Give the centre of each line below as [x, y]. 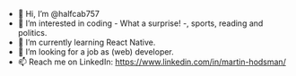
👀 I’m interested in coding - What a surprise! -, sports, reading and [140, 23]
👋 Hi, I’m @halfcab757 [59, 14]
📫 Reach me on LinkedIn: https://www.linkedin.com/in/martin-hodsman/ [152, 62]
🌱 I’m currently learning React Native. [87, 42]
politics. [32, 33]
